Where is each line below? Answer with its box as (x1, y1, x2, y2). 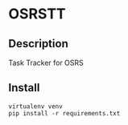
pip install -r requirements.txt (8, 109, 121, 117)
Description (8, 37, 68, 50)
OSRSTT (8, 5, 66, 23)
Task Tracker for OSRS (8, 58, 85, 67)
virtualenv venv (8, 102, 63, 111)
